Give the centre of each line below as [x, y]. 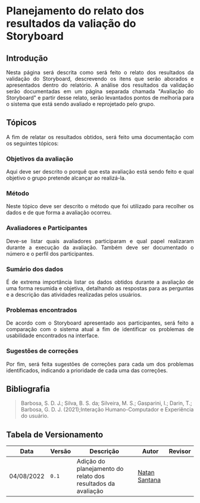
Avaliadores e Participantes [47, 228]
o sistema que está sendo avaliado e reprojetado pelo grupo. [81, 104]
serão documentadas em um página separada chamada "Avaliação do [100, 91]
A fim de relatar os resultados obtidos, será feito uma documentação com [100, 137]
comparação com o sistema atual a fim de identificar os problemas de [100, 329]
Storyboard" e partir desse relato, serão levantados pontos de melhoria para [100, 98]
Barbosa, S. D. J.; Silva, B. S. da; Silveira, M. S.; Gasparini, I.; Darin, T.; [106, 403]
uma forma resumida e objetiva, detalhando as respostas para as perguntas [100, 288]
